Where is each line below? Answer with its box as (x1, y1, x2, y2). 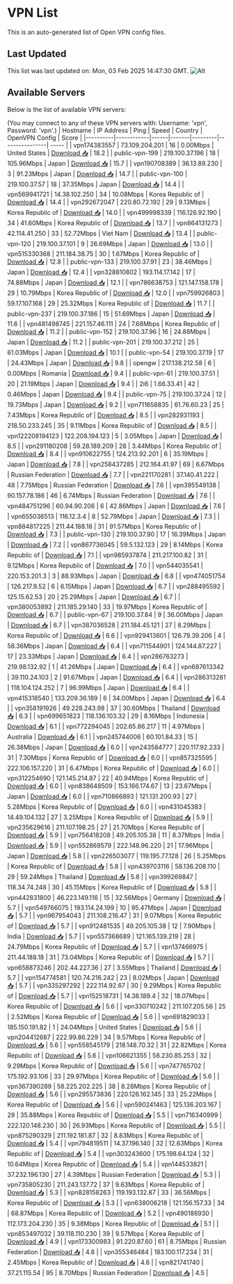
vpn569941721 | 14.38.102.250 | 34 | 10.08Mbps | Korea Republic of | (7, 190, 204, 198)
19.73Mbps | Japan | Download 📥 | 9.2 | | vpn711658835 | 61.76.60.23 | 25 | (7, 400, 225, 408)
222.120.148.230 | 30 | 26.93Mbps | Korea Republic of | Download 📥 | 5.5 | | (7, 1121, 226, 1130)
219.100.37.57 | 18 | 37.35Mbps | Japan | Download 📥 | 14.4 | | (7, 179, 184, 188)
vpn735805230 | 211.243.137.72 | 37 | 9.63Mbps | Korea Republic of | (7, 1180, 205, 1189)
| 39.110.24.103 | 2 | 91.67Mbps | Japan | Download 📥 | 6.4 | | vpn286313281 (7, 673, 226, 681)
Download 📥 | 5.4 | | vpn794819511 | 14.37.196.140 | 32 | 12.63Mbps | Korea (7, 1139, 223, 1147)
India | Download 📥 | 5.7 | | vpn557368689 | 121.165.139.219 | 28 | (7, 932, 195, 940)
